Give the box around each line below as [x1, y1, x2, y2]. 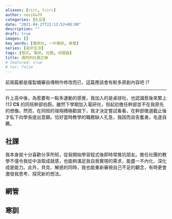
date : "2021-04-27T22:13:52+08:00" [5, 21, 81, 27]
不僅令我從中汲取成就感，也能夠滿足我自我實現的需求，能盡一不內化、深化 [9, 158, 167, 164]
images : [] [5, 36, 29, 41]
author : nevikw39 [5, 12, 42, 17]
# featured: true [5, 60, 42, 65]
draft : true [5, 31, 31, 36]
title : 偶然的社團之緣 [5, 55, 49, 60]
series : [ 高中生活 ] [5, 46, 44, 51]
